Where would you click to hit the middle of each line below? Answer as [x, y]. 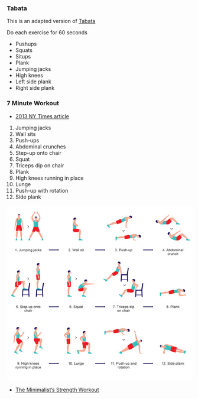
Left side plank [33, 82]
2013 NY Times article [42, 116]
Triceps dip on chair [40, 165]
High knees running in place [49, 178]
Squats [24, 50]
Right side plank [35, 88]
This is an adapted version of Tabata [51, 21]
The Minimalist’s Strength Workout [57, 390]
